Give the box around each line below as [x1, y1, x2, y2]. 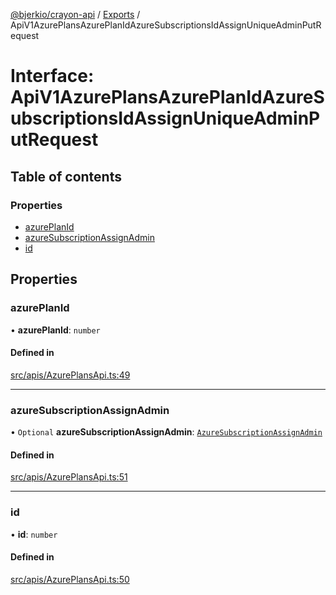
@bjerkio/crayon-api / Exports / [10, 9, 141, 20]
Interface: [10, 65, 95, 88]
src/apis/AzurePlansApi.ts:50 [10, 573, 130, 585]
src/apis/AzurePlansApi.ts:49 [10, 369, 131, 381]
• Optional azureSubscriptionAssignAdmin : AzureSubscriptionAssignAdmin [10, 426, 323, 438]
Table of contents [10, 168, 122, 185]
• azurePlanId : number [10, 324, 101, 336]
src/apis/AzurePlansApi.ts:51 [10, 471, 128, 483]
